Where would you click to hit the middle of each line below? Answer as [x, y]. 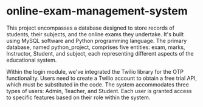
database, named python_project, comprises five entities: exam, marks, [96, 47]
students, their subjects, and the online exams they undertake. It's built [95, 34]
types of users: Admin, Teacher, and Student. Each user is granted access [99, 91]
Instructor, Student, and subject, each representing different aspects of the [100, 53]
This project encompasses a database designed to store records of [91, 28]
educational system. [32, 60]
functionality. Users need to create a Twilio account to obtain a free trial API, [102, 78]
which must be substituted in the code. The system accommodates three [98, 84]
